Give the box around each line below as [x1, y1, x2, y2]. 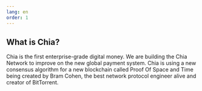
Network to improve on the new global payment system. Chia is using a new [6, 59, 197, 67]
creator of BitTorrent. [6, 79, 59, 86]
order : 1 [6, 15, 29, 21]
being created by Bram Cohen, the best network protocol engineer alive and [6, 72, 197, 79]
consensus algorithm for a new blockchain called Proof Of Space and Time [6, 66, 194, 73]
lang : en [6, 8, 29, 15]
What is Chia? [6, 37, 60, 47]
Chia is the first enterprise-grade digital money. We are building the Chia [6, 53, 187, 61]
